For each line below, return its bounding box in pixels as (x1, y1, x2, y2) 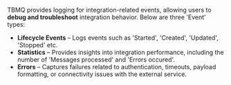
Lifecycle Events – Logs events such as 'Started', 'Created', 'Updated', (17, 34, 219, 42)
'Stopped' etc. (17, 41, 58, 49)
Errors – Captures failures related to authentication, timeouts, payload (17, 63, 216, 71)
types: (7, 21, 26, 28)
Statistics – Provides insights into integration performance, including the (17, 48, 224, 56)
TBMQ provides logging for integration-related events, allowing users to (7, 6, 212, 14)
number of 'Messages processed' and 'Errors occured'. (17, 56, 175, 64)
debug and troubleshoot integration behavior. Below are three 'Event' (7, 13, 206, 21)
